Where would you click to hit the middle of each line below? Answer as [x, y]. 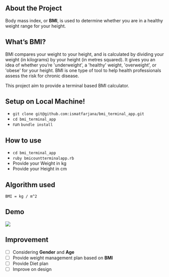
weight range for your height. [36, 26]
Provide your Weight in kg [39, 163]
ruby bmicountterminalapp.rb [43, 159]
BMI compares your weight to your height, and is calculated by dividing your [85, 54]
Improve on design [32, 269]
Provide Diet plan [31, 263]
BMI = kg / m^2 [21, 197]
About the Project [34, 8]
